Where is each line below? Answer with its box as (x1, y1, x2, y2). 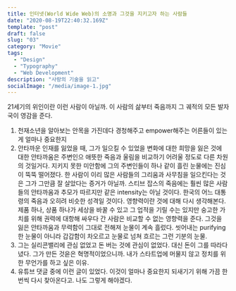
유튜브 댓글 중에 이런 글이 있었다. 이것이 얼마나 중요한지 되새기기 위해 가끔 (17, 267, 221, 275)
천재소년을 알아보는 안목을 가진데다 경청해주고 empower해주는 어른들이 (17, 126, 215, 135)
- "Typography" (13, 63, 58, 70)
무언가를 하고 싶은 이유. (25, 259, 89, 267)
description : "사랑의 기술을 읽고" (7, 75, 100, 83)
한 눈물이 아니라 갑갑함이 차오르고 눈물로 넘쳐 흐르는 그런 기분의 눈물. (17, 232, 208, 240)
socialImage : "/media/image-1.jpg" (7, 82, 112, 89)
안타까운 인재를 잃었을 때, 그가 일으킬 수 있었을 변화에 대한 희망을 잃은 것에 (17, 144, 223, 152)
